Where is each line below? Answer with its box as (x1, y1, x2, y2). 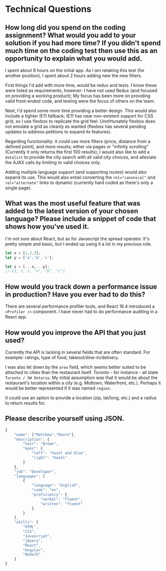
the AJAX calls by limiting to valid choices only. (5, 160, 101, 165)
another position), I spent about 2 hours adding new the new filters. (5, 73, 142, 78)
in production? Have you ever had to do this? (5, 290, 146, 299)
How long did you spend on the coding (5, 23, 126, 32)
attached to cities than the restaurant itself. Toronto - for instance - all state (5, 369, 158, 375)
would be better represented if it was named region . (5, 385, 111, 391)
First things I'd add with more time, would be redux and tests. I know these (5, 82, 157, 88)
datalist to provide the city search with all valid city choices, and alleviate (5, 154, 157, 160)
